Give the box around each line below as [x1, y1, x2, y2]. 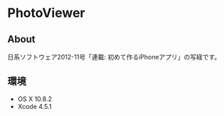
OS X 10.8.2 [17, 94, 52, 103]
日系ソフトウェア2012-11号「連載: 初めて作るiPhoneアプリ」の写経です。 [7, 53, 221, 61]
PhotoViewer [7, 5, 85, 21]
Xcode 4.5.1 [17, 102, 52, 110]
